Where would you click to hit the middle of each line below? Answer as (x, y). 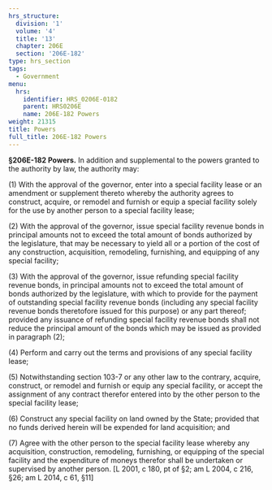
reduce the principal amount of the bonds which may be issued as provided (135, 328)
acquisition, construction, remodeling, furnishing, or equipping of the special (136, 451)
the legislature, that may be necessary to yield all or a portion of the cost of (134, 243)
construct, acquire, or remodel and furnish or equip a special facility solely (133, 202)
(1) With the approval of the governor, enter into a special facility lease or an (135, 184)
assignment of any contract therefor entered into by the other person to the (134, 394)
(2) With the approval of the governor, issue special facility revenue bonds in (136, 226)
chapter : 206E (39, 46)
